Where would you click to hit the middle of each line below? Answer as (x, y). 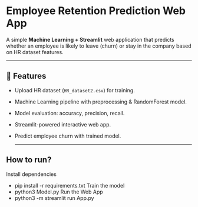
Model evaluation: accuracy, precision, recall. (70, 113)
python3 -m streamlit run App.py (54, 198)
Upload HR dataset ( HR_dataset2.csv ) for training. (75, 90)
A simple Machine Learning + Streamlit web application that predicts (90, 39)
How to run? (29, 160)
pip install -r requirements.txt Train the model (70, 185)
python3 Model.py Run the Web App (59, 192)
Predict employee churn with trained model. (68, 136)
